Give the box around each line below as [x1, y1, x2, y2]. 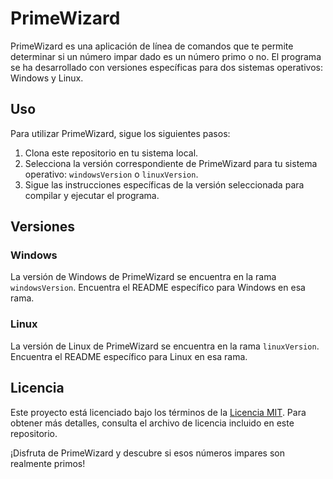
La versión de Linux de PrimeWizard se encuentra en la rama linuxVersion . [10, 340, 320, 352]
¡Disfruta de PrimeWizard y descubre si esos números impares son [10, 447, 285, 459]
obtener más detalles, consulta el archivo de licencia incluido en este [10, 417, 295, 429]
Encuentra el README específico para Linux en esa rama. [10, 350, 248, 362]
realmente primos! [10, 457, 86, 469]
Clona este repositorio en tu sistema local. [24, 147, 199, 159]
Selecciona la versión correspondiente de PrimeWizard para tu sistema [24, 157, 318, 169]
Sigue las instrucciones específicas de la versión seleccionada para [24, 178, 305, 191]
